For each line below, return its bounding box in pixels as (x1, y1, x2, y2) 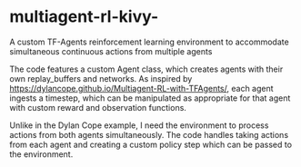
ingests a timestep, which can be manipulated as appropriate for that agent (9, 93, 291, 103)
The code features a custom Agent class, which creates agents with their (9, 64, 284, 74)
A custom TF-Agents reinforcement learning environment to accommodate (9, 36, 289, 47)
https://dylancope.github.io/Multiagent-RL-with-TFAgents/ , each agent (9, 83, 275, 93)
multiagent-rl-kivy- (9, 6, 159, 27)
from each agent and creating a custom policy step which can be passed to (9, 139, 293, 150)
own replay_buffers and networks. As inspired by (9, 73, 193, 83)
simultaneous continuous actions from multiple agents (9, 45, 213, 56)
